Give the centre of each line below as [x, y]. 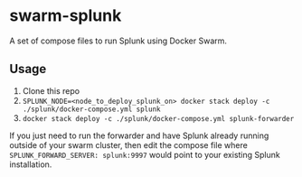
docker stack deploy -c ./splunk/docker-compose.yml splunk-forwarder [158, 118]
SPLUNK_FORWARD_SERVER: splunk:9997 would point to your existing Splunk [145, 154]
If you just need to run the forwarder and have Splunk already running [139, 135]
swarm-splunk [66, 16]
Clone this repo [51, 90]
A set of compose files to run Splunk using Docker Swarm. [118, 41]
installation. [31, 164]
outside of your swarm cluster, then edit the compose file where [129, 144]
